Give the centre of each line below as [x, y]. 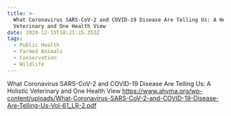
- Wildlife [29, 64]
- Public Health [36, 45]
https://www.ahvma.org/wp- [162, 91]
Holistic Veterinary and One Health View [64, 91]
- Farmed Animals [38, 52]
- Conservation [35, 58]
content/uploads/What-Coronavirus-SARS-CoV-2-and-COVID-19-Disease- [113, 98]
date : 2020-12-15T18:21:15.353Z [53, 32]
